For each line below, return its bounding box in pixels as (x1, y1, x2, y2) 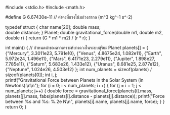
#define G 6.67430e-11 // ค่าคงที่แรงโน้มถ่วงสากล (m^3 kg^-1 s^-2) (5, 14, 133, 20)
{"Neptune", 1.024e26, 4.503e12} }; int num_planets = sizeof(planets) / (5, 67, 152, 72)
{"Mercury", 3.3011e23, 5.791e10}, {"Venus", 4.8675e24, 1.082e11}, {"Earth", (5, 50, 162, 56)
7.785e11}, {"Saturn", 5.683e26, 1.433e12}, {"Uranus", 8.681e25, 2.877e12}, (5, 61, 160, 67)
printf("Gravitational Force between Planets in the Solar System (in (5, 77, 144, 83)
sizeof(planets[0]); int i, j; (5, 72, 58, 78)
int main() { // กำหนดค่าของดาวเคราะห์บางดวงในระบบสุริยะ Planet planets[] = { (5, 45, 148, 50)
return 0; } (5, 104, 27, 110)
